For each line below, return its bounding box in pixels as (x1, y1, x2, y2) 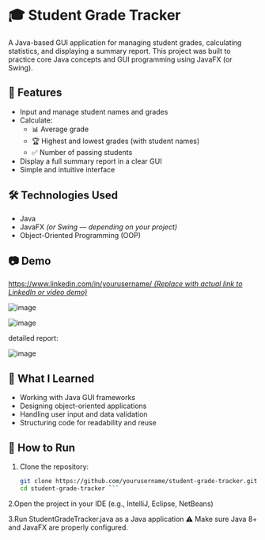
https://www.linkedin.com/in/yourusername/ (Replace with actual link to (8, 279, 243, 289)
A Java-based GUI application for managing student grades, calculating (8, 37, 242, 47)
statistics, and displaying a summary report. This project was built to (8, 46, 231, 55)
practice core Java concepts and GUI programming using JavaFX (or (8, 55, 233, 64)
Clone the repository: (19, 462, 89, 471)
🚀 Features (8, 86, 62, 100)
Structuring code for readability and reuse (19, 418, 157, 428)
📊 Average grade (31, 124, 89, 134)
